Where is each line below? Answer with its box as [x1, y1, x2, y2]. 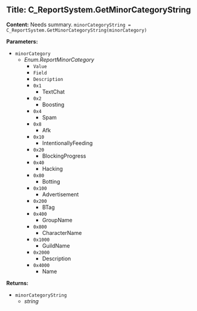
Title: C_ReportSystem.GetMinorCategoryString [6, 5, 192, 15]
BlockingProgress [42, 152, 86, 159]
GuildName [42, 242, 71, 249]
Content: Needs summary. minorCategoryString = [6, 21, 131, 28]
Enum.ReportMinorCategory [24, 56, 95, 63]
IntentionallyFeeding [42, 139, 93, 147]
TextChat [42, 88, 65, 95]
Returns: [6, 279, 29, 286]
